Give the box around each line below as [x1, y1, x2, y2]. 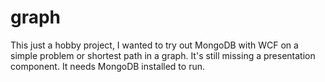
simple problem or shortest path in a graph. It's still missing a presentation [10, 49, 316, 61]
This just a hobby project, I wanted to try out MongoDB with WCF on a [10, 39, 299, 51]
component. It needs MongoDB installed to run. [10, 60, 205, 72]
